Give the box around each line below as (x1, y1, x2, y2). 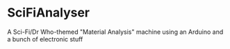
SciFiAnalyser (7, 5, 90, 21)
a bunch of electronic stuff (7, 35, 83, 43)
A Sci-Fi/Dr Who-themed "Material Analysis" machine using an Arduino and (7, 28, 224, 36)
